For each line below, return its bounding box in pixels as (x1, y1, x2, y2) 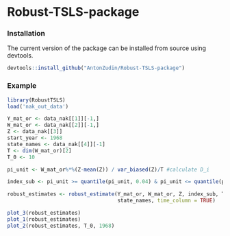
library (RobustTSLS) (7, 97, 66, 104)
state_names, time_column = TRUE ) (117, 197, 216, 204)
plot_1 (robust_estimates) (7, 215, 81, 223)
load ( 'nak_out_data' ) (7, 103, 69, 110)
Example (7, 81, 37, 91)
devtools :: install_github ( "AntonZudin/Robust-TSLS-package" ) (7, 64, 186, 72)
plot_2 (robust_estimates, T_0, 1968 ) (7, 222, 115, 229)
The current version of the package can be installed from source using (7, 44, 207, 52)
